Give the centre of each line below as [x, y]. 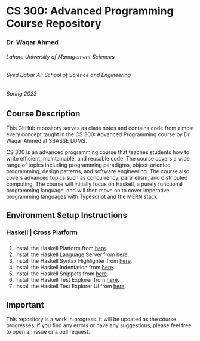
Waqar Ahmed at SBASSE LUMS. [47, 140]
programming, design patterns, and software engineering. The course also [98, 171]
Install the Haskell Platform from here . [61, 248]
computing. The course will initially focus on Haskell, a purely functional [95, 184]
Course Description [43, 114]
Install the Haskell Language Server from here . [72, 254]
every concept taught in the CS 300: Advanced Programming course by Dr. [99, 134]
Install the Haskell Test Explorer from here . [67, 279]
